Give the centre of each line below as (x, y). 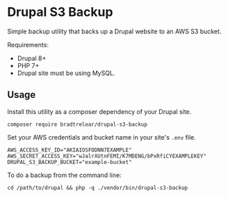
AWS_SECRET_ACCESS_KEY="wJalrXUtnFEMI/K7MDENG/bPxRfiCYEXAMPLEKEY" (107, 156)
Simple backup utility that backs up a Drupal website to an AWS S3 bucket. (114, 31)
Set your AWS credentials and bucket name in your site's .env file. (102, 137)
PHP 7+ (28, 65)
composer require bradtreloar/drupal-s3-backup (78, 124)
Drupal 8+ (32, 58)
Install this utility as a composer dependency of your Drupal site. (99, 111)
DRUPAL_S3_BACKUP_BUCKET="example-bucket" (70, 162)
